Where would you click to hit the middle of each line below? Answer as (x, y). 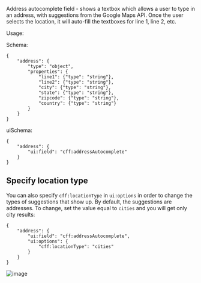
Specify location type (47, 181)
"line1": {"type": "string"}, (76, 77)
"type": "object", (51, 66)
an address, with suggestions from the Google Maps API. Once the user (95, 15)
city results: (21, 214)
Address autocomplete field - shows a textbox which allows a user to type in (101, 9)
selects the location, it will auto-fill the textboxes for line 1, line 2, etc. (91, 21)
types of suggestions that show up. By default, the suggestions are (89, 202)
